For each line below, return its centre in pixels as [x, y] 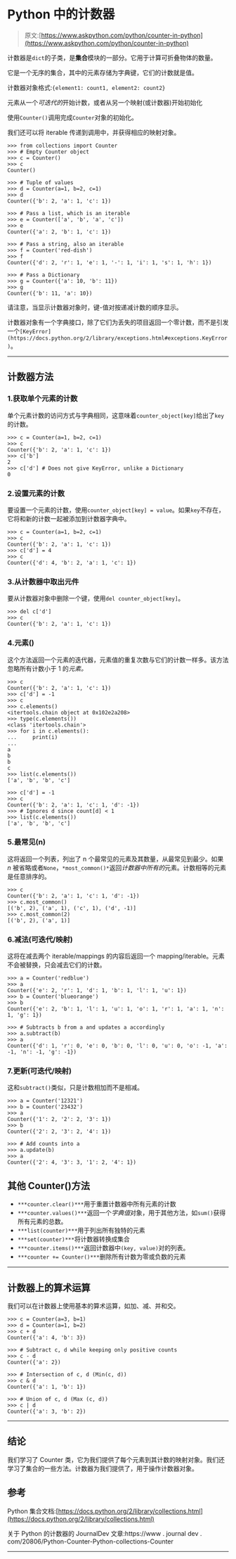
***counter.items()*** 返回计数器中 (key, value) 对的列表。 [103, 1248]
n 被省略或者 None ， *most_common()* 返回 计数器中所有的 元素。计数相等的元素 [117, 867]
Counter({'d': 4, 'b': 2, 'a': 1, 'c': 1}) [72, 563]
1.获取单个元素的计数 [42, 399]
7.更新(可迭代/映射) [40, 1071]
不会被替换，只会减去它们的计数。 [57, 965]
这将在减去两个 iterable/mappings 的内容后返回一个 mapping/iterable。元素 [116, 956]
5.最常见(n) [26, 842]
